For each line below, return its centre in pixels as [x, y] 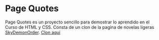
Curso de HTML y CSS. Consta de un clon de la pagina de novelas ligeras [79, 27]
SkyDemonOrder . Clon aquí [33, 32]
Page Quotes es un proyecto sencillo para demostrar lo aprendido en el [78, 22]
